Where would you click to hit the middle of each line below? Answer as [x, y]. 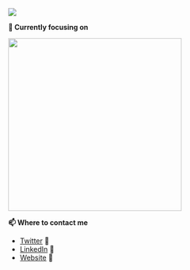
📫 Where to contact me [48, 223]
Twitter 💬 [34, 241]
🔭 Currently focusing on [48, 27]
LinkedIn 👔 [37, 249]
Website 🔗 [36, 257]
